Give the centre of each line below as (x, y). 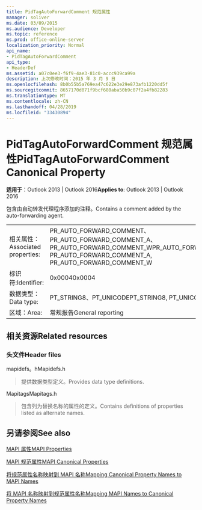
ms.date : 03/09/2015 (32, 23)
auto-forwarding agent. (35, 216)
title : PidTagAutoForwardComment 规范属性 (58, 12)
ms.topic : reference (32, 34)
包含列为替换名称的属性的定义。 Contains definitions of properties (102, 406)
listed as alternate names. (53, 413)
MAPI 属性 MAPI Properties (39, 449)
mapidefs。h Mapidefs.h (36, 369)
